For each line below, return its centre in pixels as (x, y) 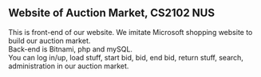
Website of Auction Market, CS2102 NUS (112, 13)
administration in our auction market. (69, 66)
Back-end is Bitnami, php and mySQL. (71, 49)
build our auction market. (49, 40)
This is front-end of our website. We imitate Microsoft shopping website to (130, 32)
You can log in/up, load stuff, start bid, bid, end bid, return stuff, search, (126, 57)
